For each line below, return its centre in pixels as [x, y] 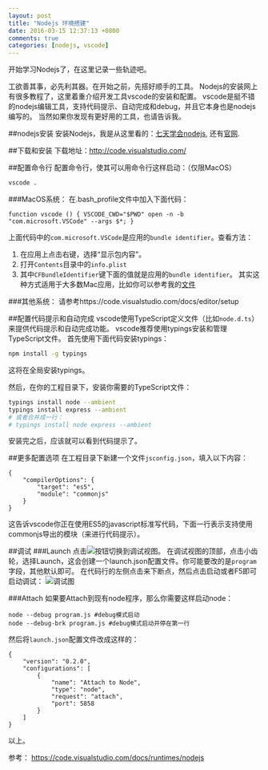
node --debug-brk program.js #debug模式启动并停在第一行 [99, 624]
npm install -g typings [48, 354]
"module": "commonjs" [73, 494]
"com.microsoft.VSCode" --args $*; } [71, 221]
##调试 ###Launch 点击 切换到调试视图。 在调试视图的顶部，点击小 [130, 551]
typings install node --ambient [62, 402]
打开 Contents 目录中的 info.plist [73, 264]
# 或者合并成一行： [36, 417]
